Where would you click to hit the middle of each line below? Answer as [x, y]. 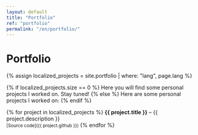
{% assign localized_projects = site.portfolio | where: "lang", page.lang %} [99, 76]
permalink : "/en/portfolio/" [43, 29]
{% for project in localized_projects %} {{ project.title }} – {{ [82, 112]
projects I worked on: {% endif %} [49, 100]
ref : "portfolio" [28, 23]
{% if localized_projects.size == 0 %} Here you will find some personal [95, 88]
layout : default [27, 12]
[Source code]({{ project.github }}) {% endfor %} [61, 125]
